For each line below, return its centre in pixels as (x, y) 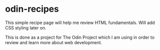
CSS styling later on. (26, 27)
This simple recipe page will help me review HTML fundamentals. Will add (80, 23)
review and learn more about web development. (54, 42)
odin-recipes (32, 9)
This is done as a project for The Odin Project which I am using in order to (80, 37)
